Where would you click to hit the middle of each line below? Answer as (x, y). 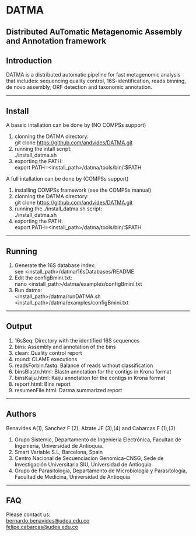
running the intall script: (43, 149)
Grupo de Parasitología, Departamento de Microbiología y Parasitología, (101, 471)
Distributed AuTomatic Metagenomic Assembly (94, 32)
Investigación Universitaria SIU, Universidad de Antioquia (83, 464)
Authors (21, 414)
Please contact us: (28, 514)
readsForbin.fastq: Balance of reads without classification (84, 365)
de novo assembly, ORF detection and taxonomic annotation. (79, 87)
